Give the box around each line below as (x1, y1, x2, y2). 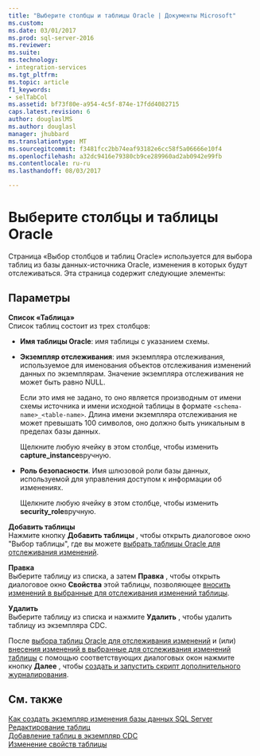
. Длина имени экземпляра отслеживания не (83, 409, 238, 419)
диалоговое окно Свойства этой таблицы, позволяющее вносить (8, 579, 231, 589)
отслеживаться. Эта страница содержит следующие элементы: (8, 268, 226, 278)
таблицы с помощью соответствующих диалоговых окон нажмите (8, 653, 235, 662)
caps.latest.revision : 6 (8, 108, 91, 116)
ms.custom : (8, 19, 45, 27)
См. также (8, 693, 64, 707)
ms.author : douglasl (8, 123, 77, 131)
